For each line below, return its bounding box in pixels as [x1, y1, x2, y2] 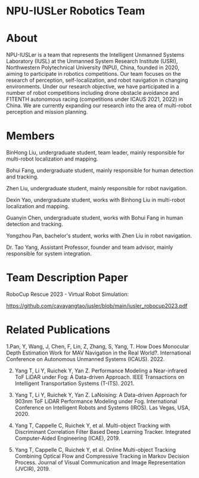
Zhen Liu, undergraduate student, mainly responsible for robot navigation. [6, 185, 188, 192]
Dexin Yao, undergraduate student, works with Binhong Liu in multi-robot [6, 196, 185, 203]
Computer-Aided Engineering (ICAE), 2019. [14, 434, 120, 442]
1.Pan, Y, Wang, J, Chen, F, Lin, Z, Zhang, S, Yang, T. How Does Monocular [6, 343, 189, 350]
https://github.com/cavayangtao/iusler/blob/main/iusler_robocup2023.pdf [6, 303, 188, 309]
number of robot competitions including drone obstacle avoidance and [6, 90, 179, 97]
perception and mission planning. [6, 109, 88, 116]
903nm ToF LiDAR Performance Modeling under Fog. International [14, 397, 178, 405]
